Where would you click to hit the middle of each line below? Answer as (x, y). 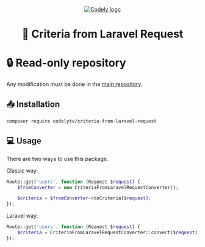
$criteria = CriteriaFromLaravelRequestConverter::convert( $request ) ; (109, 232)
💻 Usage (24, 141)
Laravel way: (22, 216)
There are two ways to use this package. (57, 159)
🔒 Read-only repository (66, 63)
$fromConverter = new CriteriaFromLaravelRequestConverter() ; (98, 187)
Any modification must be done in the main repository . (74, 84)
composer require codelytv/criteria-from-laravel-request (81, 121)
